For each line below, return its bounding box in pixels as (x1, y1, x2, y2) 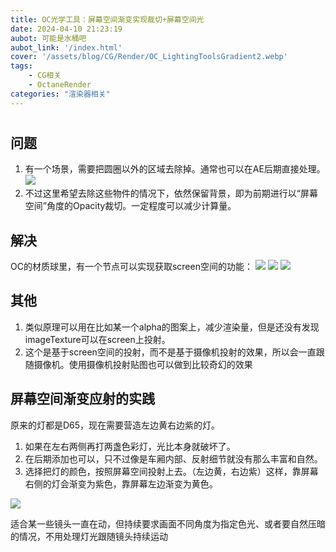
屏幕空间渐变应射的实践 (10, 391, 155, 408)
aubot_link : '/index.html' (10, 42, 123, 53)
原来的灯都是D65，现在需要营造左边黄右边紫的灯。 (10, 419, 221, 431)
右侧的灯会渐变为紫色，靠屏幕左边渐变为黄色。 (24, 477, 218, 490)
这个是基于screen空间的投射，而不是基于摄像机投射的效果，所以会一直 (24, 346, 317, 358)
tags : (10, 61, 33, 71)
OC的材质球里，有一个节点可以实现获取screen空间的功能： (10, 261, 253, 273)
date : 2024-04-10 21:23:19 (10, 24, 123, 34)
